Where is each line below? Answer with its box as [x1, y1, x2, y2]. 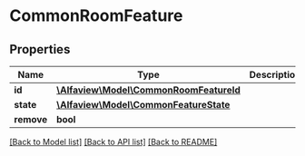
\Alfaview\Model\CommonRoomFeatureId [55, 83, 241, 96]
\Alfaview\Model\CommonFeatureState [55, 99, 231, 111]
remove [14, 113, 48, 125]
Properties [9, 42, 71, 57]
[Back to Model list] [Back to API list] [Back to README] [9, 137, 218, 147]
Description [249, 69, 301, 81]
